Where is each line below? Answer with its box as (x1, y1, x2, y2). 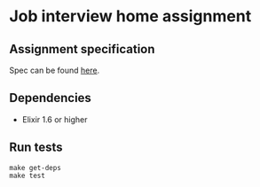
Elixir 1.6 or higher (21, 113, 88, 125)
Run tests (9, 140, 63, 155)
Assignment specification (9, 42, 155, 57)
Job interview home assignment (9, 6, 252, 27)
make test (9, 171, 46, 180)
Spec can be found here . (9, 65, 100, 75)
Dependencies (9, 90, 91, 105)
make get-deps (9, 163, 62, 172)
